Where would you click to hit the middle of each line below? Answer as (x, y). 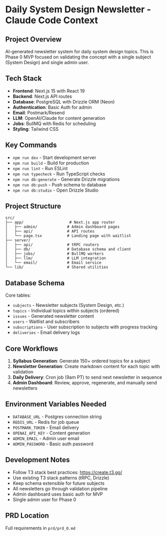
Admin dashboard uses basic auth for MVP (58, 494)
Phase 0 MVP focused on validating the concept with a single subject (78, 57)
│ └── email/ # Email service (53, 263)
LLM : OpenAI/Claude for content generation (59, 118)
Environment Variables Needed (56, 404)
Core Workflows (32, 349)
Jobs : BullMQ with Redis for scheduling (54, 123)
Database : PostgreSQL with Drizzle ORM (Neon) (64, 101)
